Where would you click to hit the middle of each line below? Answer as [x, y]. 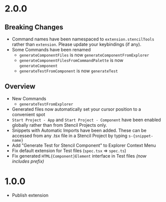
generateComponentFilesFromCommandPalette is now [71, 60]
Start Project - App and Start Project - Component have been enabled [86, 120]
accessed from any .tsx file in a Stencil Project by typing [70, 136]
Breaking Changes [34, 27]
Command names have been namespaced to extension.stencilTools [83, 39]
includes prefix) [28, 161]
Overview [20, 87]
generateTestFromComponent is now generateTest [69, 71]
